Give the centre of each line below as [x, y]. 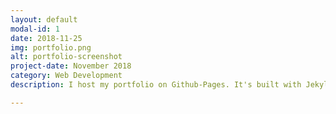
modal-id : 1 [35, 29]
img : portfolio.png [51, 47]
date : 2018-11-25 [46, 38]
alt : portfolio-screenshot [66, 57]
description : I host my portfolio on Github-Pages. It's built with [156, 85]
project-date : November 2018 [71, 66]
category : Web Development [66, 76]
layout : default [44, 19]
